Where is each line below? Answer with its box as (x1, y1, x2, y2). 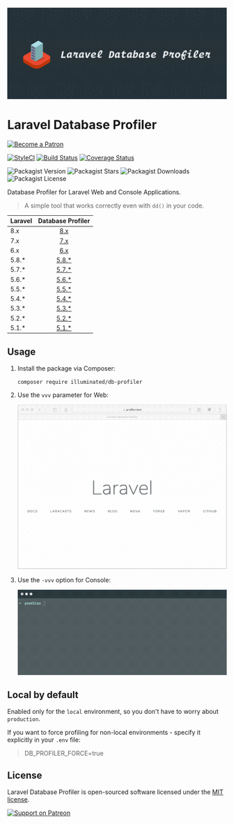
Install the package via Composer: (17, 364, 116, 373)
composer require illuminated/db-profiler (17, 379, 143, 386)
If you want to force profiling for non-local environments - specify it (7, 729, 201, 737)
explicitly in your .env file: (7, 736, 81, 744)
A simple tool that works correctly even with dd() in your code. (24, 201, 204, 210)
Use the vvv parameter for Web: (17, 391, 109, 399)
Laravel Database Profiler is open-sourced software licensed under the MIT (7, 788, 224, 796)
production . (7, 715, 40, 723)
